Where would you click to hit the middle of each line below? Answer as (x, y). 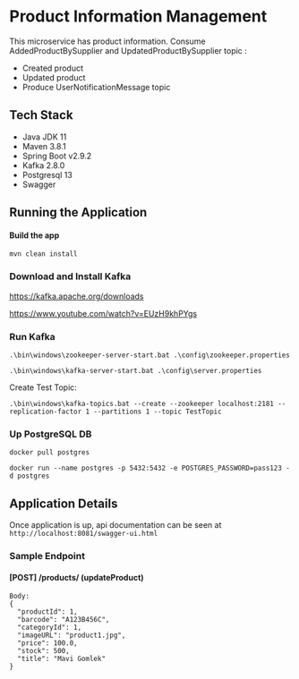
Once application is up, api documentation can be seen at (115, 525)
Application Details (64, 503)
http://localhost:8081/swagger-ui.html (84, 534)
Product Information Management (138, 17)
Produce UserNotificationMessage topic (96, 87)
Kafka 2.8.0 (43, 165)
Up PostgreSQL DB (51, 434)
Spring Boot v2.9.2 (57, 156)
